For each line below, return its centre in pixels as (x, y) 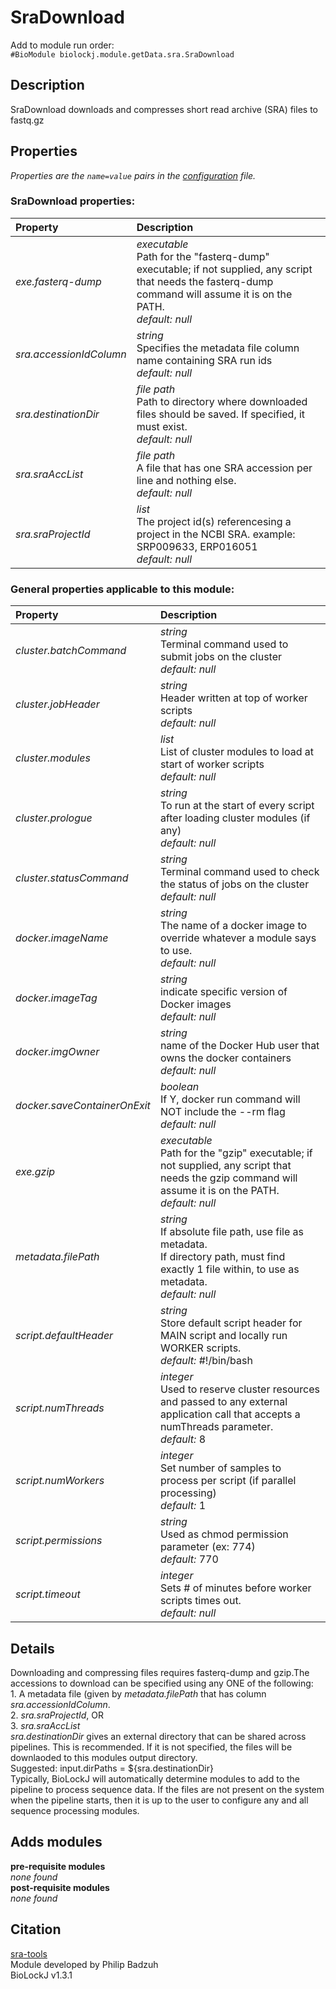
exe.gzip (35, 1172)
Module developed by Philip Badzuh (84, 1964)
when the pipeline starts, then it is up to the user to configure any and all (159, 1800)
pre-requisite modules (58, 1866)
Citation (36, 1929)
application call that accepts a (230, 1414)
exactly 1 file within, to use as (229, 1269)
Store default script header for (231, 1323)
